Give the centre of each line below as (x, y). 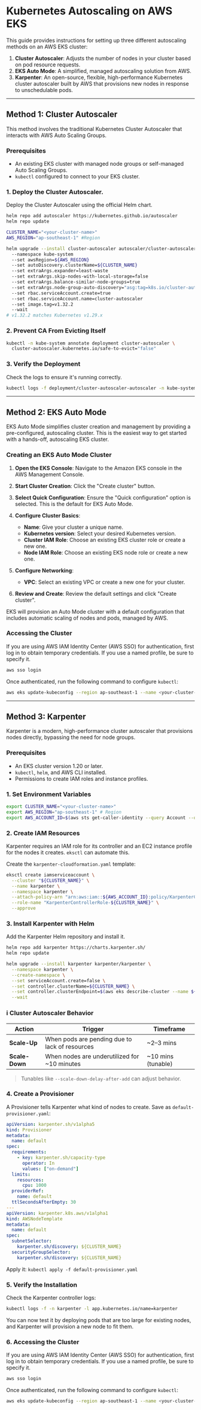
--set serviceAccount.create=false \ (59, 980)
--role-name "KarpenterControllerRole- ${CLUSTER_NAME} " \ (86, 903)
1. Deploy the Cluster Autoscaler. (55, 191)
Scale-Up (23, 1043)
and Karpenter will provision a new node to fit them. (70, 1326)
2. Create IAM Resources (43, 833)
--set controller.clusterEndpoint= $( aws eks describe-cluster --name (100, 992)
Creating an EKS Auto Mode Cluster (59, 455)
